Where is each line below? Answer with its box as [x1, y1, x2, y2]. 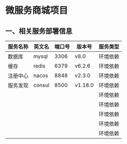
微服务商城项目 [5, 5, 68, 16]
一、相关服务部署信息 [5, 27, 72, 35]
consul [33, 81, 49, 89]
